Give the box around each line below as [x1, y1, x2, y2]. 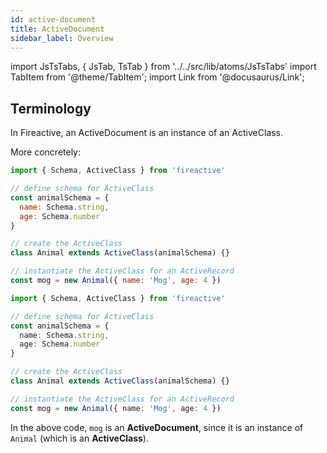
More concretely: [10, 146, 82, 158]
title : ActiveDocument [10, 24, 105, 34]
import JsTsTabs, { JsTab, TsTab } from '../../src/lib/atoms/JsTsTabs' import [10, 61, 317, 73]
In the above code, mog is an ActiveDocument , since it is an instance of [10, 421, 304, 433]
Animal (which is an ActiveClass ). [10, 432, 149, 444]
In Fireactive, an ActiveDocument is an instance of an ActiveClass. [10, 127, 283, 139]
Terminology [10, 100, 92, 117]
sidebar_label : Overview [10, 33, 114, 43]
